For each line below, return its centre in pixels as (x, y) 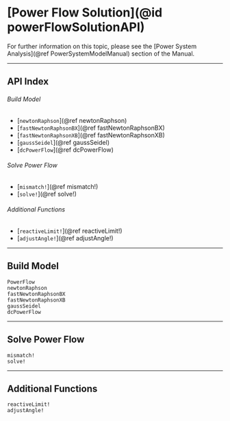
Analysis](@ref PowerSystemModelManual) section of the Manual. (101, 54)
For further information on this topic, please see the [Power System (102, 46)
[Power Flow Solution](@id (85, 13)
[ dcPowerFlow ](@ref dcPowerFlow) (65, 150)
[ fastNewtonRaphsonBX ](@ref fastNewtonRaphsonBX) (91, 128)
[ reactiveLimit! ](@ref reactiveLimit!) (69, 231)
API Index (28, 81)
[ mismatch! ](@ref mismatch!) (57, 186)
